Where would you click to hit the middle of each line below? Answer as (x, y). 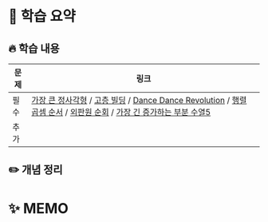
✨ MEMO (39, 208)
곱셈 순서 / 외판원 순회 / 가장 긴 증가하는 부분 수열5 (121, 112)
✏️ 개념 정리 (35, 170)
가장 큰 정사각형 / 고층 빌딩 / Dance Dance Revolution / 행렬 (139, 100)
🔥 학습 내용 (34, 48)
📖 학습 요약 (42, 16)
